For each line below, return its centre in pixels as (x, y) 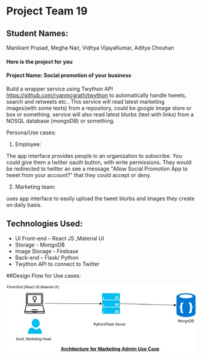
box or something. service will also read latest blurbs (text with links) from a (100, 114)
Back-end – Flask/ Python (47, 257)
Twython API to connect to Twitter (57, 264)
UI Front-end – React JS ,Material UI (59, 238)
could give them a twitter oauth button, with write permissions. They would (99, 162)
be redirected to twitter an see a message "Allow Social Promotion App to (97, 168)
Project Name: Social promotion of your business (69, 75)
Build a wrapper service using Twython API (60, 89)
